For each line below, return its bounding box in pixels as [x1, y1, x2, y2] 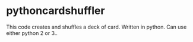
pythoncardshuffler [6, 4, 105, 17]
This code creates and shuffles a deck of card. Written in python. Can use [6, 23, 187, 30]
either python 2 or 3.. [6, 29, 58, 36]
